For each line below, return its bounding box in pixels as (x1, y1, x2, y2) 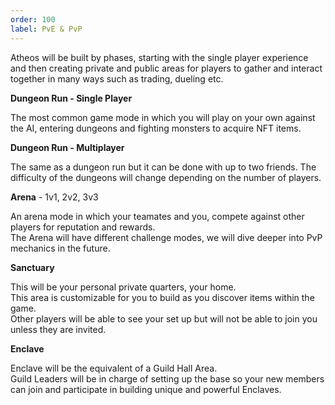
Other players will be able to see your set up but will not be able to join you (10, 312, 318, 325)
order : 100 (10, 14, 56, 25)
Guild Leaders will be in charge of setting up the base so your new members (10, 372, 325, 385)
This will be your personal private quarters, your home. (10, 281, 237, 293)
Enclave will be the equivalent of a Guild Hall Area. (10, 362, 218, 374)
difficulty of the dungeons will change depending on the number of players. (10, 171, 322, 183)
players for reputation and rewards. (10, 221, 156, 233)
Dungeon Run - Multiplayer (10, 141, 125, 153)
